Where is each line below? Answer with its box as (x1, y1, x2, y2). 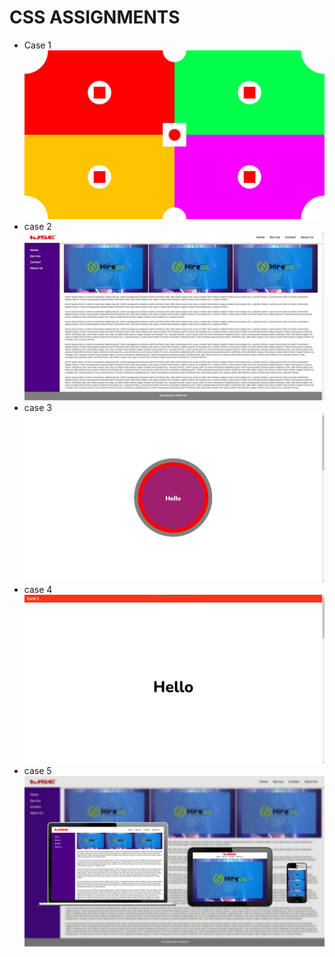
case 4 (23, 583, 53, 595)
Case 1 (23, 39, 52, 51)
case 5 (23, 764, 52, 776)
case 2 (23, 221, 52, 233)
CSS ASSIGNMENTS (9, 6, 181, 29)
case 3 (23, 402, 52, 414)
